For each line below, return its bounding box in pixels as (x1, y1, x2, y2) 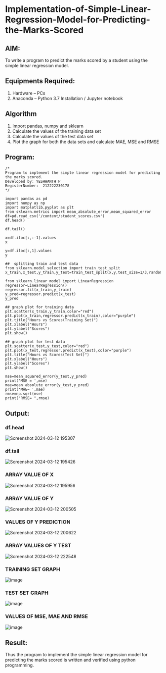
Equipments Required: (5, 77, 75, 85)
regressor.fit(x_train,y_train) (5, 287, 72, 293)
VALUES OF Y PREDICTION (5, 518, 71, 525)
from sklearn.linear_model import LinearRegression (5, 279, 114, 284)
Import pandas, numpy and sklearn (12, 123, 84, 129)
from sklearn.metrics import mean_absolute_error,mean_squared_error (5, 209, 152, 214)
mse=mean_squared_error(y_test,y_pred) (5, 374, 87, 379)
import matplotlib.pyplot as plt (5, 205, 74, 210)
